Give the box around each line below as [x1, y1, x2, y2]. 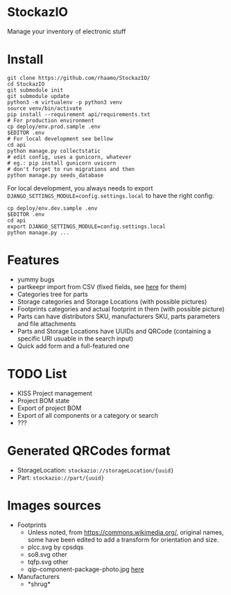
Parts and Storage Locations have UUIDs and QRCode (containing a [17, 327, 212, 335]
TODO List [7, 366, 67, 382]
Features [7, 252, 60, 268]
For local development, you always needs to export [7, 184, 153, 192]
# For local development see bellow [7, 135, 113, 142]
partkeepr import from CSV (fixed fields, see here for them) [17, 282, 187, 291]
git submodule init [7, 86, 64, 94]
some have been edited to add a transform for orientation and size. [27, 535, 219, 544]
